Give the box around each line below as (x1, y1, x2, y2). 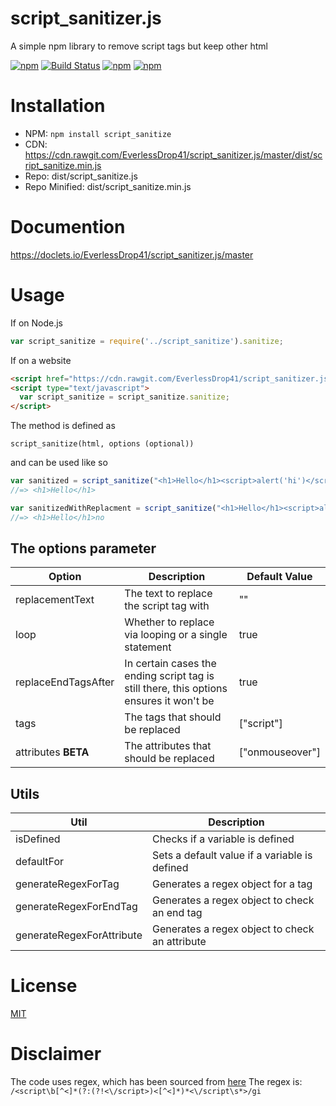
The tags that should (124, 710, 222, 724)
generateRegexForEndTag (15, 900, 138, 914)
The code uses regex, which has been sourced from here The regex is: (10, 1076, 303, 1088)
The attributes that (124, 739, 212, 753)
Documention (10, 216, 126, 239)
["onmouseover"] (238, 745, 321, 759)
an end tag (151, 906, 203, 920)
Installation (10, 95, 106, 117)
